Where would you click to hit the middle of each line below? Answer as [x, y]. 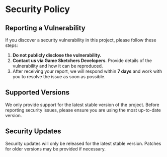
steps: [12, 45]
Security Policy [38, 9]
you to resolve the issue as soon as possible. [59, 76]
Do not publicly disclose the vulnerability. [57, 55]
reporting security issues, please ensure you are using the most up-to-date [83, 110]
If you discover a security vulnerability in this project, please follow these [81, 40]
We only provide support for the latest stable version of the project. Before [82, 104]
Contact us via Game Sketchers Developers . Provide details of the [82, 61]
